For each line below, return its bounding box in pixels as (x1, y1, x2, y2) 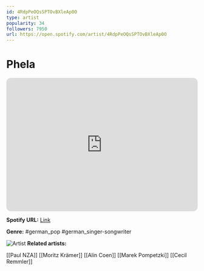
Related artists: (27, 240, 67, 247)
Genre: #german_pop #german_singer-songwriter (6, 228, 132, 235)
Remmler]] (6, 258, 33, 266)
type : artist (6, 15, 39, 21)
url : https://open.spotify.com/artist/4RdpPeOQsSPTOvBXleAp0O (6, 32, 167, 38)
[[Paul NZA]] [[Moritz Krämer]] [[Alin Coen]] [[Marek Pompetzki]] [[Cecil (6, 252, 187, 259)
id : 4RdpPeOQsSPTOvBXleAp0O (6, 8, 78, 15)
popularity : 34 (6, 20, 45, 26)
